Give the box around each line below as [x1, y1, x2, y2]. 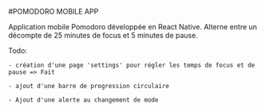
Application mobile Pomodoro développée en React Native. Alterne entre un [8, 22, 258, 31]
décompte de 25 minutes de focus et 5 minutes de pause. [8, 31, 198, 40]
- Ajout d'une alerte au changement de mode [8, 96, 159, 104]
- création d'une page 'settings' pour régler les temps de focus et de [8, 61, 255, 69]
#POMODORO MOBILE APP [8, 7, 99, 16]
